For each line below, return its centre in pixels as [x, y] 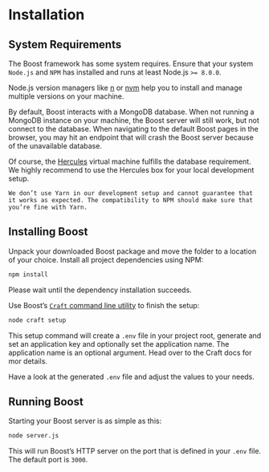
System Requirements [65, 45]
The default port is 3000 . [48, 460]
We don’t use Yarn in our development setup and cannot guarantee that [130, 193]
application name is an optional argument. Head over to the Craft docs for [130, 352]
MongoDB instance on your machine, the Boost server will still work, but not [134, 120]
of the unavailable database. [55, 146]
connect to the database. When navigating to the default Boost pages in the [134, 129]
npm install [28, 275]
